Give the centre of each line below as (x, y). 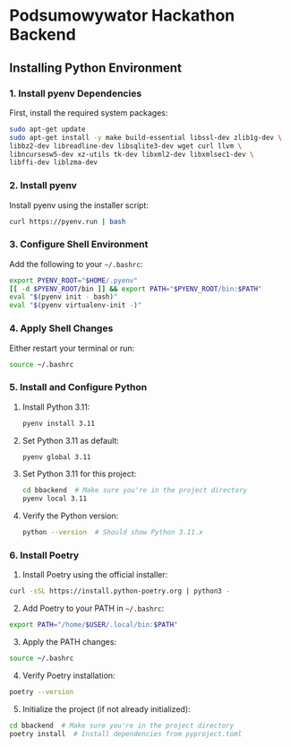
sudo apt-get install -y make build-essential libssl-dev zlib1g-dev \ (145, 137)
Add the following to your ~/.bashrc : (76, 264)
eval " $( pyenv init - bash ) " (64, 297)
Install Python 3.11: (56, 407)
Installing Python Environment (95, 68)
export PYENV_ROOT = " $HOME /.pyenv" (74, 280)
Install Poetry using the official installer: (95, 575)
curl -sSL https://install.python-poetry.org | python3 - (120, 591)
